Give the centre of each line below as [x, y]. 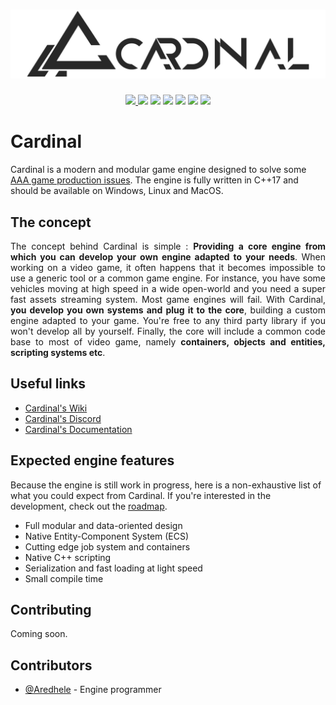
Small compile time [64, 578]
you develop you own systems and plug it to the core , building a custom [168, 310]
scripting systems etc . [58, 352]
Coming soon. [39, 634]
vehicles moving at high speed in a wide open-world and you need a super [168, 288]
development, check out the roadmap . [89, 506]
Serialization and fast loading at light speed [113, 568]
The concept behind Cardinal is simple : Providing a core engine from [168, 246]
